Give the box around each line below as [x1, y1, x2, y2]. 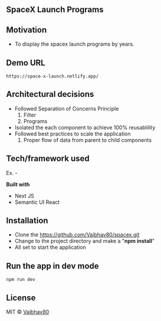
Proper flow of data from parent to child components [23, 136, 152, 144]
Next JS [14, 192, 34, 199]
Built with [6, 180, 30, 188]
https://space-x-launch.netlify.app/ [6, 73, 99, 79]
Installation [6, 216, 48, 226]
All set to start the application [14, 244, 87, 251]
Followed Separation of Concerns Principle [14, 105, 119, 112]
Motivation [6, 25, 47, 35]
